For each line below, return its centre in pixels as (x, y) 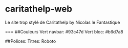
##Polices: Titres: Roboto (31, 41)
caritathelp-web (39, 9)
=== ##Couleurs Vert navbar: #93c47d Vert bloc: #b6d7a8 (64, 32)
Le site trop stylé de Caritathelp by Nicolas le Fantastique (63, 22)
